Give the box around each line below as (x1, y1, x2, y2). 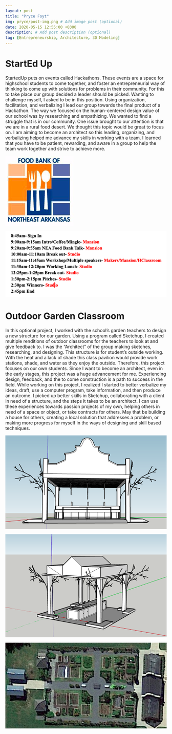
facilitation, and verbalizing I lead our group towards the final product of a (5, 102, 161, 108)
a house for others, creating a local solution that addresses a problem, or (5, 414, 159, 420)
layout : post (5, 8, 33, 13)
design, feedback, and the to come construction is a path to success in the (5, 376, 163, 382)
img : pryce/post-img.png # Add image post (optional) (5, 19, 123, 24)
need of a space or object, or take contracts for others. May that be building (5, 408, 165, 415)
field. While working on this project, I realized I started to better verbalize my (5, 381, 166, 387)
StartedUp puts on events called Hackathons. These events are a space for (5, 75, 164, 81)
